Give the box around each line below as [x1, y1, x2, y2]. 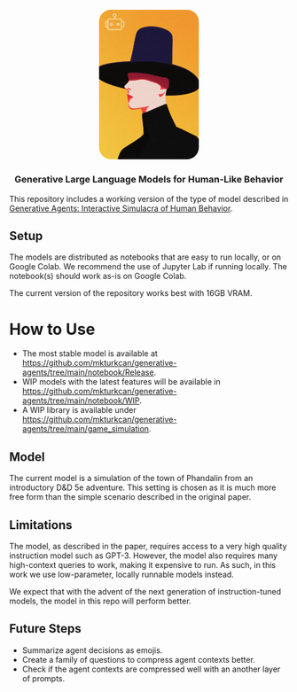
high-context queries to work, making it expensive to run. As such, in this [9, 559, 277, 570]
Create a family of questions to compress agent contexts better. [21, 654, 255, 665]
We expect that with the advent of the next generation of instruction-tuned [9, 586, 282, 596]
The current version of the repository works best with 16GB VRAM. [9, 288, 253, 299]
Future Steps [9, 621, 82, 636]
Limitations [9, 517, 73, 533]
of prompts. [21, 673, 66, 683]
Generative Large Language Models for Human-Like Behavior [14, 174, 284, 186]
